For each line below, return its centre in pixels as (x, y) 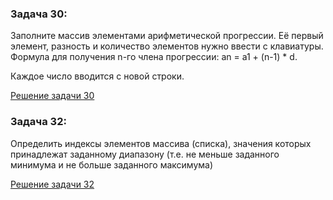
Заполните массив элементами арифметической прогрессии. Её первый (167, 36)
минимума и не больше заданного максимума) (112, 164)
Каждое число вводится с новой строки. (97, 76)
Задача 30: (39, 14)
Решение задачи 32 (52, 184)
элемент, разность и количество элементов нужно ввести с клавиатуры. (167, 46)
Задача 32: (38, 122)
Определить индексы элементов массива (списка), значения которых (161, 143)
